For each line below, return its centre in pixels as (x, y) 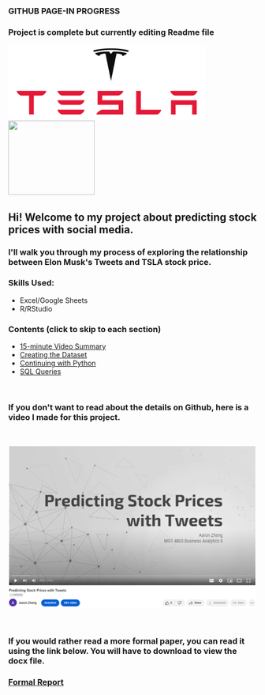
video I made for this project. (64, 417)
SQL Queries (40, 372)
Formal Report (36, 682)
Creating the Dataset (53, 355)
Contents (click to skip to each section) (85, 329)
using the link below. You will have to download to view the (123, 651)
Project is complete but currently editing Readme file (111, 32)
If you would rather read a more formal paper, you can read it (127, 640)
